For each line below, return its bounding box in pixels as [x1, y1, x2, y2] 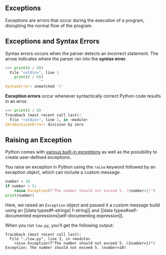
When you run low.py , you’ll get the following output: [5, 222, 114, 228]
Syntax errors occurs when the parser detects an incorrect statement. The [5, 50, 158, 56]
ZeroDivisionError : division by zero [5, 122, 84, 127]
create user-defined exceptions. [5, 154, 71, 160]
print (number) [5, 192, 35, 198]
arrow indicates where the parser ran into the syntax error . [5, 55, 127, 61]
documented [5, 212, 31, 218]
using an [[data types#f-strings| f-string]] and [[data [5, 207, 113, 213]
